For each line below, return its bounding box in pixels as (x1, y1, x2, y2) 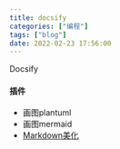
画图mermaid (22, 119, 73, 130)
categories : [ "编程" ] (9, 22, 89, 31)
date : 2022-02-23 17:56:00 (9, 38, 112, 48)
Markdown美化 (22, 130, 79, 141)
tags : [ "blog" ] (9, 30, 67, 39)
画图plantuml (22, 107, 72, 118)
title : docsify (9, 13, 67, 23)
